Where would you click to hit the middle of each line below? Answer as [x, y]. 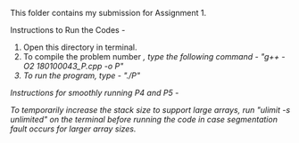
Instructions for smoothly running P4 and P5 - [95, 93]
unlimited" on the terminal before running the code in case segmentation [144, 119]
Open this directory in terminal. [80, 47]
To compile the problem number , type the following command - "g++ [151, 56]
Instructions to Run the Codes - [68, 30]
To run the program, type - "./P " [82, 75]
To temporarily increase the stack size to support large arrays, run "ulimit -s [150, 110]
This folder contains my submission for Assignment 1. [108, 13]
